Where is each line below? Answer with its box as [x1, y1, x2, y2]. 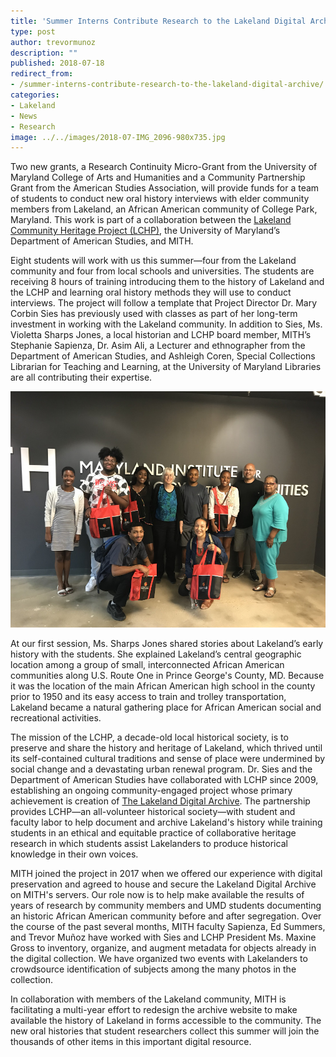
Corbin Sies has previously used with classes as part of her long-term [10, 308, 298, 320]
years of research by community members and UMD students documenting [10, 900, 322, 912]
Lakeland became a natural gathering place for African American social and [10, 701, 322, 714]
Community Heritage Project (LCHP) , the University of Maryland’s [10, 225, 281, 237]
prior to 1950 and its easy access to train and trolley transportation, [10, 691, 287, 703]
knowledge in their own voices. [10, 848, 139, 860]
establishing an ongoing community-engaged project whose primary [10, 785, 293, 797]
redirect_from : [10, 69, 74, 79]
